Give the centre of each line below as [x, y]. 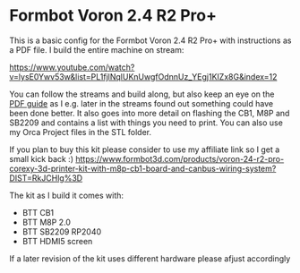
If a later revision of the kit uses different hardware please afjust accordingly [150, 258]
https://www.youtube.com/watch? [72, 67]
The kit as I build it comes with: [66, 195]
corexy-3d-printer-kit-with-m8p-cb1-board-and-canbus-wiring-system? [143, 168]
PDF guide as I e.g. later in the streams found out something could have [141, 103]
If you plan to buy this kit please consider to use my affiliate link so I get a [145, 149]
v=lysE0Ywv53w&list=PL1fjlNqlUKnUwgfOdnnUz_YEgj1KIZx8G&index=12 [143, 76]
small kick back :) [42, 158]
